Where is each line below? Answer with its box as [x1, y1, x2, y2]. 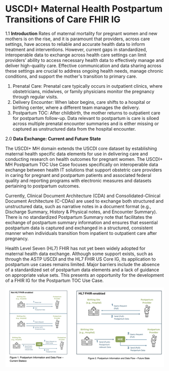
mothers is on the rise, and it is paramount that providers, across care [5, 36, 150, 42]
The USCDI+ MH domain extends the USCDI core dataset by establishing [5, 145, 157, 151]
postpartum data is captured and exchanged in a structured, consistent [5, 225, 153, 231]
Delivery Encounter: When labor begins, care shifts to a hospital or [12, 99, 151, 105]
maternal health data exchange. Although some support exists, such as [5, 251, 153, 257]
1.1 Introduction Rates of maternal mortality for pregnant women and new [5, 30, 158, 36]
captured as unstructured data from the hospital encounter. [12, 126, 136, 132]
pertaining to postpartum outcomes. [5, 182, 80, 189]
